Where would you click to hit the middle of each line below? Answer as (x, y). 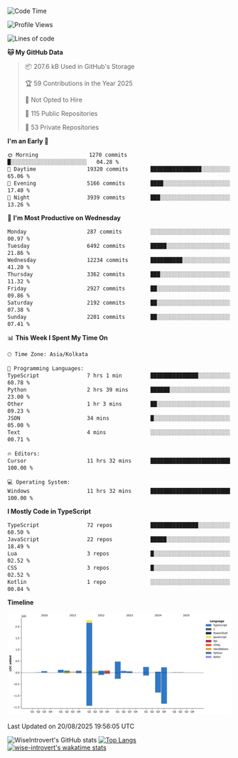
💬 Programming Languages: (45, 369)
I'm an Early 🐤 (28, 141)
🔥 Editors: (24, 454)
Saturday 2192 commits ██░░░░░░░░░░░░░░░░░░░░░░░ (119, 303)
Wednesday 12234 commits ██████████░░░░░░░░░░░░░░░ (119, 260)
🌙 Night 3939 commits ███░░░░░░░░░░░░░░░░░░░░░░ (119, 197)
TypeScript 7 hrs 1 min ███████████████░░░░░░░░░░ (119, 376)
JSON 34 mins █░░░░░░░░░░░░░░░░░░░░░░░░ (119, 418)
